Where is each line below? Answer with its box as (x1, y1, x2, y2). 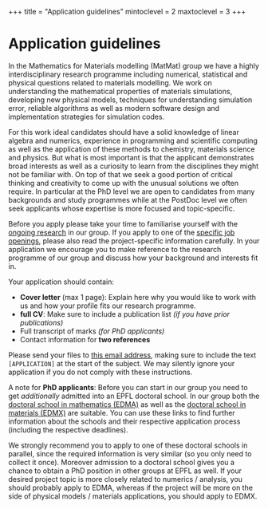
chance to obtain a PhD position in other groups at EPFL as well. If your (8, 466, 242, 475)
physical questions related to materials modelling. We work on (8, 77, 213, 87)
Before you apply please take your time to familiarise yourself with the (8, 219, 238, 228)
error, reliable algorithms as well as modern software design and (8, 103, 220, 112)
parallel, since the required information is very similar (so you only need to (8, 448, 252, 458)
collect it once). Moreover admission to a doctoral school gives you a (8, 457, 235, 467)
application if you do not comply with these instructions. (8, 367, 193, 377)
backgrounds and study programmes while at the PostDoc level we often (8, 195, 247, 204)
